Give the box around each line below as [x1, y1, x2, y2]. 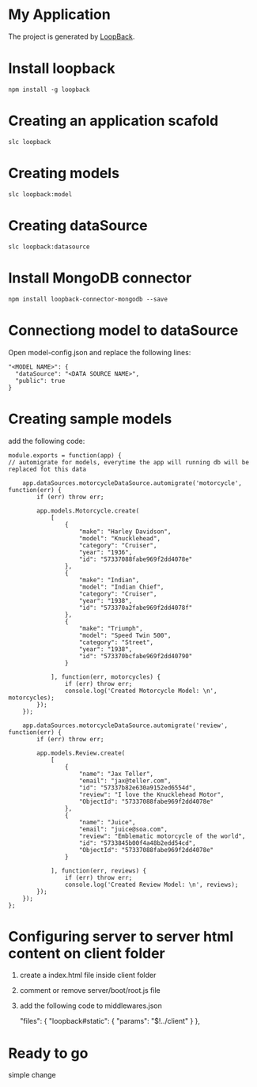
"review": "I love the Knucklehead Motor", [78, 790, 225, 798]
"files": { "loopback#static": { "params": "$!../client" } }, [19, 1017, 200, 1026]
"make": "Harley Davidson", [78, 528, 172, 536]
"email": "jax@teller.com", [78, 777, 172, 785]
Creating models [8, 165, 120, 182]
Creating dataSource [8, 216, 148, 234]
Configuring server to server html [8, 927, 234, 945]
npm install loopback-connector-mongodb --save [8, 295, 168, 303]
